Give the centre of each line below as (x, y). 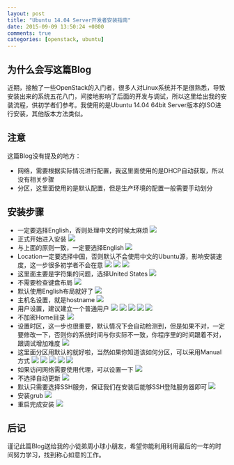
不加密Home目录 (41, 317)
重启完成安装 (36, 404)
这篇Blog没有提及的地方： (44, 156)
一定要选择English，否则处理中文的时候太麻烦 (83, 230)
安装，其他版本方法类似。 (50, 113)
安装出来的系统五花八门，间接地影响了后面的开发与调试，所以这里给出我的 (114, 96)
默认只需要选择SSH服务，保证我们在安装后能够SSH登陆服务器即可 (112, 386)
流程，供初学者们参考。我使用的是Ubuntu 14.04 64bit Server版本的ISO (114, 104)
